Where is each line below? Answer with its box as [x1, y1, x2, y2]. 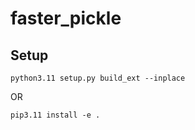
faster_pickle [10, 7, 122, 30]
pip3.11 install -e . [10, 110, 101, 120]
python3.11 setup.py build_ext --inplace [10, 73, 186, 83]
